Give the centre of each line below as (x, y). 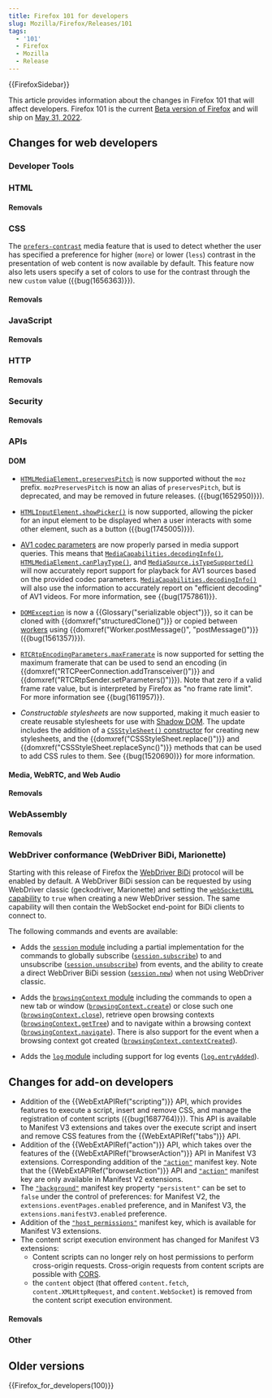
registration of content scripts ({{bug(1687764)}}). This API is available (138, 1119)
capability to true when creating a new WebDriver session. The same (124, 898)
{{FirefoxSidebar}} (39, 84)
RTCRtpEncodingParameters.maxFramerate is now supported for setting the (142, 654)
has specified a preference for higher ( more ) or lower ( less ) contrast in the (132, 254)
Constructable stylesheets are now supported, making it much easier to (140, 713)
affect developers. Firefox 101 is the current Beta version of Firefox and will (133, 109)
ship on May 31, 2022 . (45, 117)
